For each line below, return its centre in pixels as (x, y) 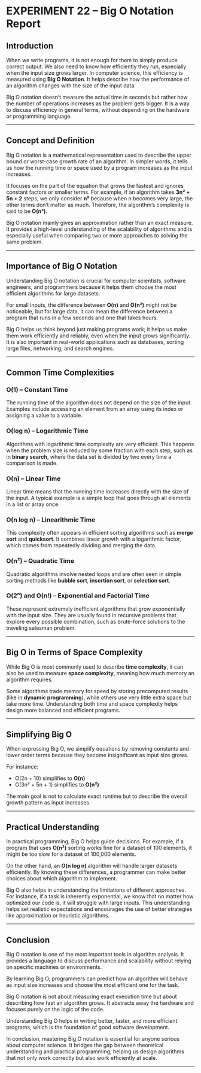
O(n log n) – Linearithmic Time (51, 520)
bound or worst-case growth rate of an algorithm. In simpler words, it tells (97, 161)
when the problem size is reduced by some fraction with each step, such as (100, 450)
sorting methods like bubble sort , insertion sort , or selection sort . (89, 580)
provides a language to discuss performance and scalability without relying (99, 961)
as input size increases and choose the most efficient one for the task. (93, 985)
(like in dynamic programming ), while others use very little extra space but (99, 697)
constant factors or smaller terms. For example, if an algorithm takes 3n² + (98, 192)
